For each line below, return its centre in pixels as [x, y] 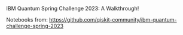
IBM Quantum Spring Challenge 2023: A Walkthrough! [73, 8]
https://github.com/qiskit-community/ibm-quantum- [113, 20]
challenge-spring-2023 [35, 26]
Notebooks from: [27, 20]
